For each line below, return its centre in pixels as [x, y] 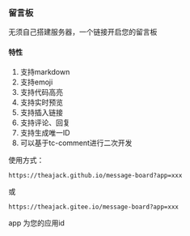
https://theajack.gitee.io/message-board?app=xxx [94, 207]
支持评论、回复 [45, 122]
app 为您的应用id [36, 223]
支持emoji [36, 82]
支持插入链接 [41, 112]
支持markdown [45, 71]
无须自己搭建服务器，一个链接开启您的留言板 [83, 32]
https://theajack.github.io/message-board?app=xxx [95, 175]
